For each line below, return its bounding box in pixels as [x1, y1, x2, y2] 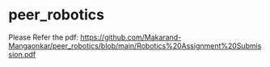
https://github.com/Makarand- [80, 32, 182, 42]
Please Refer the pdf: [8, 32, 79, 42]
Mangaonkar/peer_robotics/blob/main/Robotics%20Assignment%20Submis [8, 40, 262, 50]
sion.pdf [8, 49, 36, 59]
